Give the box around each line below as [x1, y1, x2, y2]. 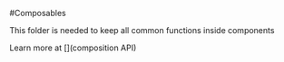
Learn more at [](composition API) [9, 42, 137, 53]
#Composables [9, 8, 66, 18]
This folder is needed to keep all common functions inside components [9, 25, 275, 35]
